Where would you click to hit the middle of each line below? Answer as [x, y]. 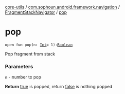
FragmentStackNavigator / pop [36, 12]
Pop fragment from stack [30, 54]
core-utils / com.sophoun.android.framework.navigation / [62, 7]
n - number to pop [23, 77]
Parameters [19, 66]
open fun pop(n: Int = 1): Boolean [39, 45]
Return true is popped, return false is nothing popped [59, 87]
